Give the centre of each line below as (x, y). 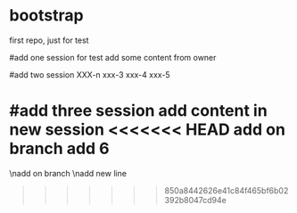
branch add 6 (59, 149)
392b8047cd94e (196, 200)
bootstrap (46, 16)
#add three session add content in (138, 111)
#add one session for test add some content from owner (113, 57)
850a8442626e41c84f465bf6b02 (227, 190)
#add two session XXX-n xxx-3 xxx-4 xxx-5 (90, 74)
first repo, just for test (49, 40)
